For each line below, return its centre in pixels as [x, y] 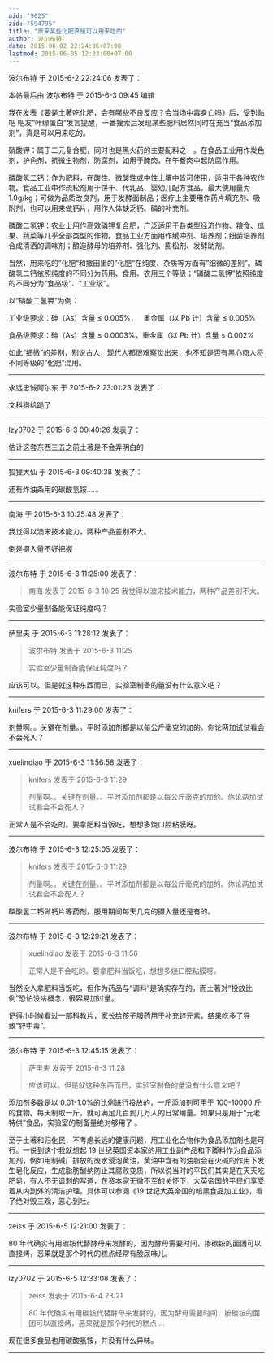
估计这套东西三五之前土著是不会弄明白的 [76, 447]
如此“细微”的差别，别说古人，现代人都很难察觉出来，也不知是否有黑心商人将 [136, 352]
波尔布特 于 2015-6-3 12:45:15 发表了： [74, 1051]
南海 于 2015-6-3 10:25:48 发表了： [68, 514]
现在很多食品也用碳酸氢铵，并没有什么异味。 [83, 1340]
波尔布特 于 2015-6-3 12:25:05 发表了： [74, 849]
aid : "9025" [28, 16]
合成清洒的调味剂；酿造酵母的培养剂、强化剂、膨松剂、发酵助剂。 [119, 246]
